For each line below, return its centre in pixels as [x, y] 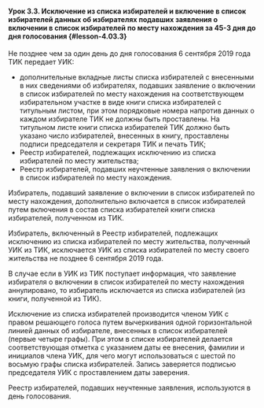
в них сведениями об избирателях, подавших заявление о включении [137, 86]
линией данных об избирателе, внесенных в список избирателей [118, 331]
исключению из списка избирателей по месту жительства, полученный [129, 242]
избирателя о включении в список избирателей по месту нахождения [126, 282]
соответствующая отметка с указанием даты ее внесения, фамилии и [126, 347]
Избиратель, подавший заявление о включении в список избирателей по [132, 193]
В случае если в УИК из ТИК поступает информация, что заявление [122, 274]
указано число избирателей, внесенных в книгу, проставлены [124, 136]
